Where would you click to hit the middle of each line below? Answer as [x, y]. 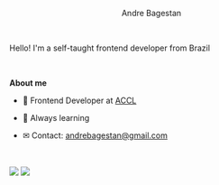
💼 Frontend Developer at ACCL [79, 100]
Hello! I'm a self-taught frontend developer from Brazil [109, 48]
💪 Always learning [56, 118]
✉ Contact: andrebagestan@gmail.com [95, 135]
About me [28, 83]
